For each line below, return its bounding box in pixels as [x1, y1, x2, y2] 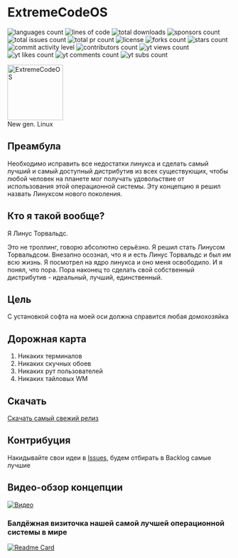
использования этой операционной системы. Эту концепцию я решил [7, 182, 222, 191]
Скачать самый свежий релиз [7, 414, 99, 422]
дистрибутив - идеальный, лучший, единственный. [7, 273, 163, 281]
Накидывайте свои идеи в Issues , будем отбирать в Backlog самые [7, 453, 212, 462]
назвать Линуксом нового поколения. [7, 189, 123, 198]
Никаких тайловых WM [17, 375, 88, 383]
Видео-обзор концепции [7, 481, 123, 494]
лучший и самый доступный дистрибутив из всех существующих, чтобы [7, 166, 229, 175]
